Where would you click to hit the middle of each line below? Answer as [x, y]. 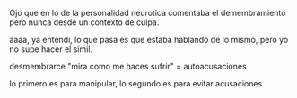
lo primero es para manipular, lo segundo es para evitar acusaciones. [137, 83]
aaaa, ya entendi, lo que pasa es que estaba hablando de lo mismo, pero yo [149, 40]
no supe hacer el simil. [51, 49]
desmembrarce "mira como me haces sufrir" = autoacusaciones [128, 66]
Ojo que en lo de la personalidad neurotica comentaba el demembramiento [148, 13]
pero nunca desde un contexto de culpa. [84, 22]
